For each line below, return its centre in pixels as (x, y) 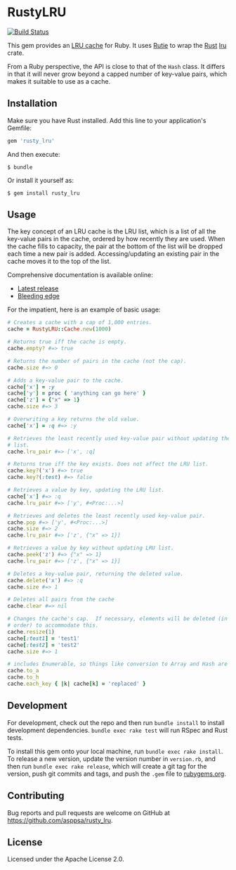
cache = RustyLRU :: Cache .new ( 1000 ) (59, 329)
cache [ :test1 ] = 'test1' (44, 638)
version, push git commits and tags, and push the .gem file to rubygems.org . (117, 774)
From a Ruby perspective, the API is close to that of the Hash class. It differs (116, 66)
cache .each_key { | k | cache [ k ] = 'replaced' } (77, 684)
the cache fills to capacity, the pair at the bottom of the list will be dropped (115, 246)
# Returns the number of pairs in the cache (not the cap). (97, 361)
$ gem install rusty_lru (44, 193)
